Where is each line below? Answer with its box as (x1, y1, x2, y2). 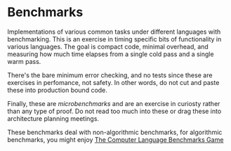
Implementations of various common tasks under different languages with (7, 27, 221, 36)
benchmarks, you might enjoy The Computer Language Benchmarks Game (7, 135, 224, 144)
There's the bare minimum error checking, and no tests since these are (7, 71, 213, 79)
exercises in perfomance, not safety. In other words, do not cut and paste (7, 78, 220, 86)
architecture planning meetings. (7, 114, 100, 123)
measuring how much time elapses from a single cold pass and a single (7, 50, 214, 58)
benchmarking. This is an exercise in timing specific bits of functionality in (7, 34, 222, 43)
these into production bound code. (7, 86, 107, 94)
